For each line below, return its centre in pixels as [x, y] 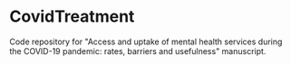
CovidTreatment [72, 17]
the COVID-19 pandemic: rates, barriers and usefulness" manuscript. [138, 51]
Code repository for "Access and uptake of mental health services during [146, 42]
